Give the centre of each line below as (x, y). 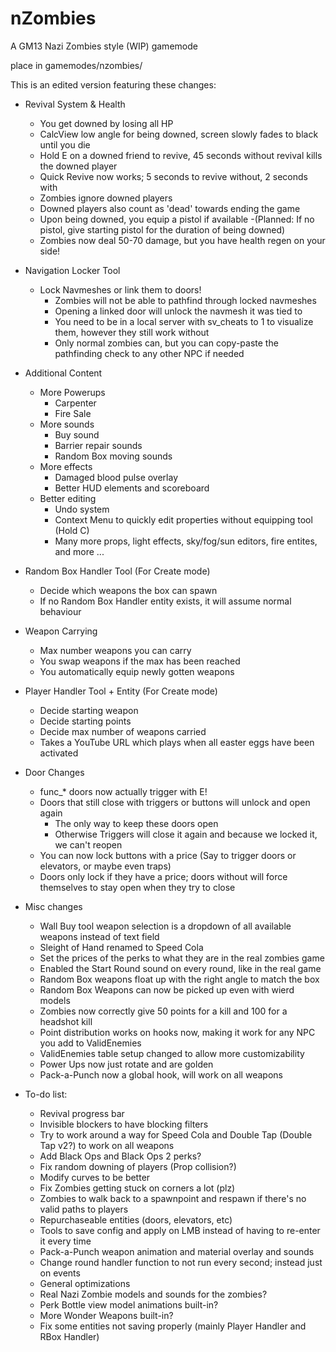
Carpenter (75, 403)
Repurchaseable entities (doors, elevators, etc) (136, 1219)
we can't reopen (88, 844)
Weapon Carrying (61, 631)
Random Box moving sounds (113, 456)
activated (59, 753)
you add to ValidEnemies (90, 1043)
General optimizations (85, 1283)
